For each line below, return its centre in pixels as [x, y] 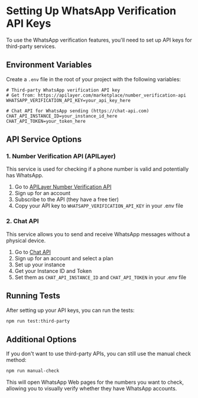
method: [16, 360]
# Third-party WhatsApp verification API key [63, 90]
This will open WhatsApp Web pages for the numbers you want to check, [95, 382]
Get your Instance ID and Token [53, 270]
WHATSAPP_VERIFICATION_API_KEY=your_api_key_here [69, 100]
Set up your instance [40, 265]
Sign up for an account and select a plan [64, 258]
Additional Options [41, 339]
